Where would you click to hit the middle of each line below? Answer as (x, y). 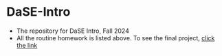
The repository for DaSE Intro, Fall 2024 (73, 31)
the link (27, 45)
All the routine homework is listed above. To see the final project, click (115, 38)
